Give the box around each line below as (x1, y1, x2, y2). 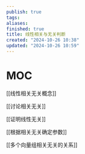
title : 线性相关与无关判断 (6, 32, 66, 38)
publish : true (6, 8, 42, 15)
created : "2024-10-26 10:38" (6, 37, 80, 43)
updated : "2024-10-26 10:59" (6, 43, 80, 49)
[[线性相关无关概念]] (6, 89, 57, 97)
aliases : (6, 20, 28, 26)
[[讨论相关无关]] (6, 102, 46, 110)
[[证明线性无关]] (6, 115, 46, 122)
